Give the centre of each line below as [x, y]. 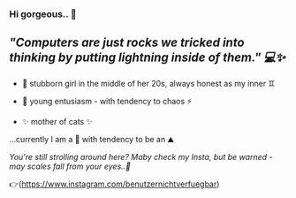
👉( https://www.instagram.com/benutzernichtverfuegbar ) [114, 184]
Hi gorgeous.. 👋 [43, 14]
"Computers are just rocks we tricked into [127, 43]
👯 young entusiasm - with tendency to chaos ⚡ [107, 101]
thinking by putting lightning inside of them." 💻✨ [147, 58]
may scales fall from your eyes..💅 [70, 166]
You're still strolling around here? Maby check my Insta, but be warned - [141, 156]
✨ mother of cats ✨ [57, 121]
